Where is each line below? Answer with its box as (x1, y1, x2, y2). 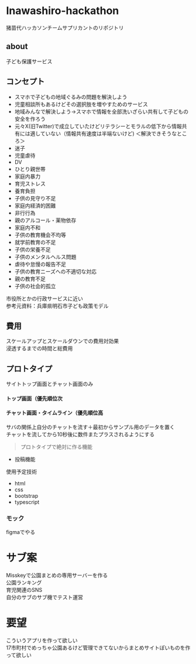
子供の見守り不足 (14, 194, 56, 201)
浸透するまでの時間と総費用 (6, 345, 73, 352)
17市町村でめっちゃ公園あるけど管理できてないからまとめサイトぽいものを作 (6, 644, 191, 651)
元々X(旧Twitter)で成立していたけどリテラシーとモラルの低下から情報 (14, 122, 183, 129)
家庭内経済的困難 (14, 202, 56, 209)
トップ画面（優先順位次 (6, 395, 63, 402)
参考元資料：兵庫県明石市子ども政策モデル (6, 302, 109, 309)
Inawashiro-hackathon (6, 4, 119, 18)
